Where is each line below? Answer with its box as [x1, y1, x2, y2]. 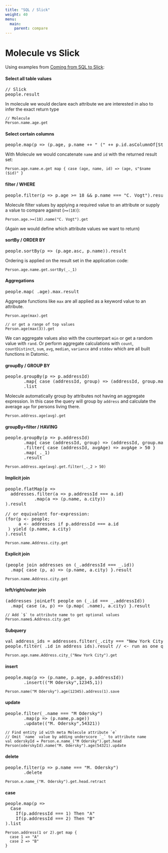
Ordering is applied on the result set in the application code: [5, 257, 128, 263]
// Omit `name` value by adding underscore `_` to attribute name [5, 734, 146, 739]
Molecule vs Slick [5, 48, 80, 59]
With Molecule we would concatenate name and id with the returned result [5, 151, 157, 158]
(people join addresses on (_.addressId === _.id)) [5, 562, 135, 568]
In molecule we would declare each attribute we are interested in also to [5, 101, 153, 107]
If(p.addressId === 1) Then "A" [15, 811, 95, 816]
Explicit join [5, 551, 30, 557]
